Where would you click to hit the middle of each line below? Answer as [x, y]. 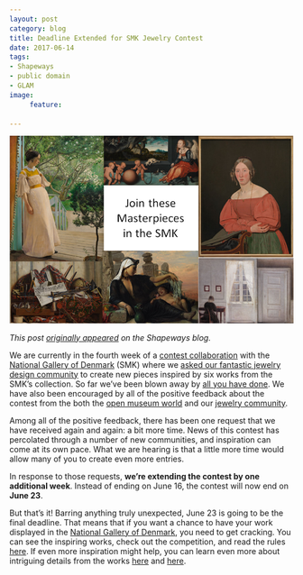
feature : [46, 105]
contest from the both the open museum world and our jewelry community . [149, 403]
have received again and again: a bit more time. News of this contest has [144, 430]
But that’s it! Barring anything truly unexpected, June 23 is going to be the [147, 513]
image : [22, 95]
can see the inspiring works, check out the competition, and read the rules [147, 542]
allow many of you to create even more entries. [97, 459]
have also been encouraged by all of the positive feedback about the [137, 393]
